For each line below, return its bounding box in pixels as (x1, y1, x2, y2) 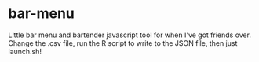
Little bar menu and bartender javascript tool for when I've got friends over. (8, 30, 251, 40)
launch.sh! (8, 46, 42, 56)
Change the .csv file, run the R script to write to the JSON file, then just (8, 38, 238, 47)
